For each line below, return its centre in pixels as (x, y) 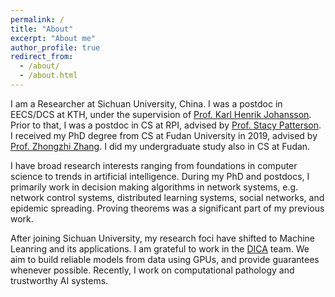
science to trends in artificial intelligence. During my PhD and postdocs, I (160, 176)
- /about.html (48, 76)
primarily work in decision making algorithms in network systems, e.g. (154, 187)
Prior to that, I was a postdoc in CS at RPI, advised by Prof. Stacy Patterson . (166, 125)
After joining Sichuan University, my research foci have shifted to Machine (163, 238)
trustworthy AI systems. (59, 280)
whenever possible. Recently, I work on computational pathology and (152, 270)
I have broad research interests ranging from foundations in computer (154, 165)
